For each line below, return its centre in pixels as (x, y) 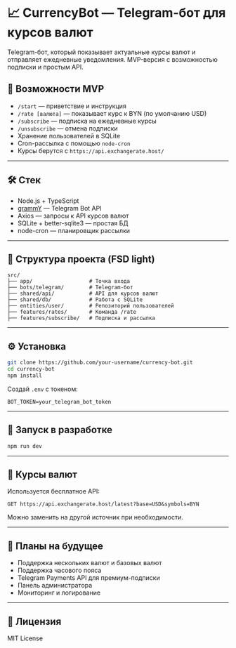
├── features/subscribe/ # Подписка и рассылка (81, 318)
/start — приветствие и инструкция (72, 106)
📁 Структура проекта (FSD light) (81, 259)
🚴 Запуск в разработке (60, 430)
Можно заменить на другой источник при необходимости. (96, 517)
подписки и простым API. (46, 67)
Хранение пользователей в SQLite (69, 135)
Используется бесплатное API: (53, 491)
